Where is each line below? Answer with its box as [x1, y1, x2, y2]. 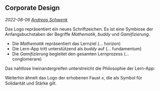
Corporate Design [5, 4, 60, 12]
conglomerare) [12, 56, 42, 62]
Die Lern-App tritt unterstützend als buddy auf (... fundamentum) [12, 45, 142, 51]
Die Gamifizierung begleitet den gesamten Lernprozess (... [12, 51, 129, 57]
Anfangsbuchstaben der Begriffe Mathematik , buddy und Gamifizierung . [5, 31, 150, 37]
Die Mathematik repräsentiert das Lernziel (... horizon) [12, 41, 121, 46]
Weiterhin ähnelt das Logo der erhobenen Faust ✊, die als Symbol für [5, 75, 143, 80]
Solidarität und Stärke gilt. [5, 80, 57, 86]
